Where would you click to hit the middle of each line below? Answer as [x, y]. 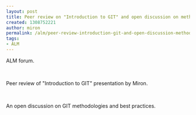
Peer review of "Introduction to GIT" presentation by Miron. [77, 83]
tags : [13, 39]
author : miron [23, 28]
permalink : [19, 33]
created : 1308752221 [31, 22]
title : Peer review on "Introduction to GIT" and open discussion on [92, 17]
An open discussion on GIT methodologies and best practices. [81, 106]
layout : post [22, 11]
